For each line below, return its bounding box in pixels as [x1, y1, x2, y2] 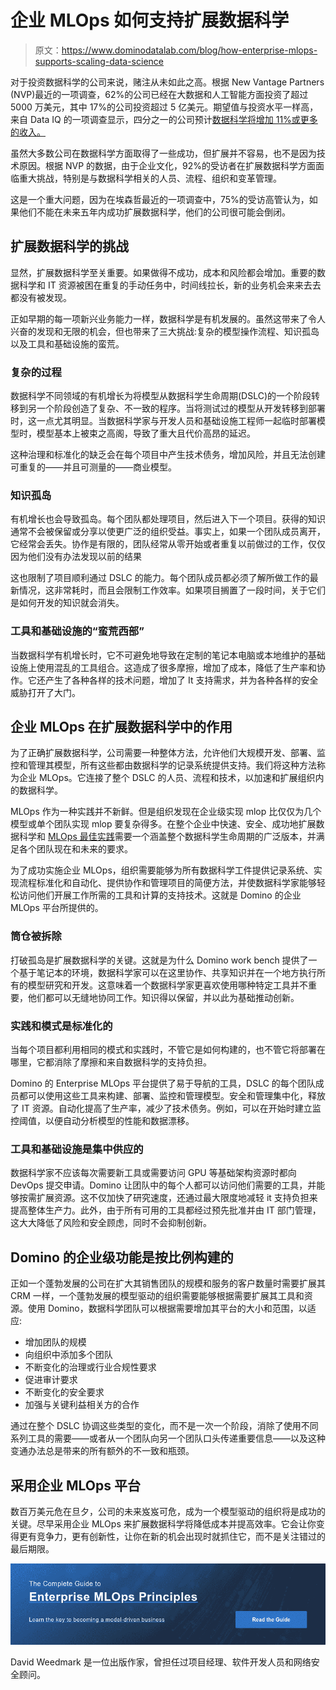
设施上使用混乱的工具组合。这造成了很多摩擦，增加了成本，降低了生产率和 [10, 661, 317, 673]
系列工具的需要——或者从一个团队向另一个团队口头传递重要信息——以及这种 [10, 1432, 326, 1445]
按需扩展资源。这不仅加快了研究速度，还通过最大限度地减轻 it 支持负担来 [18, 1192, 318, 1204]
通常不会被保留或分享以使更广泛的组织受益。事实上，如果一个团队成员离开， [10, 526, 326, 538]
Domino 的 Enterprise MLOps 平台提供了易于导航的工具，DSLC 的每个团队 [10, 1077, 316, 1090]
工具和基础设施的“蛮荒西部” [10, 624, 145, 638]
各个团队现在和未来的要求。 [18, 843, 133, 855]
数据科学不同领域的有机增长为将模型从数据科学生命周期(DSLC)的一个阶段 [10, 390, 312, 402]
